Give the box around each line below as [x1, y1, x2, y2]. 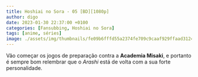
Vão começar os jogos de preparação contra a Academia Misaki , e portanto [6, 52, 192, 59]
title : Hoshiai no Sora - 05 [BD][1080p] [6, 8, 110, 15]
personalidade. [6, 65, 42, 71]
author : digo [6, 14, 38, 20]
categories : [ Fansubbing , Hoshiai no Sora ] [6, 25, 115, 31]
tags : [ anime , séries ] [6, 31, 62, 36]
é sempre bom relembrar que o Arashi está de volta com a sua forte [6, 58, 171, 65]
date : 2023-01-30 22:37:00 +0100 [6, 19, 88, 25]
